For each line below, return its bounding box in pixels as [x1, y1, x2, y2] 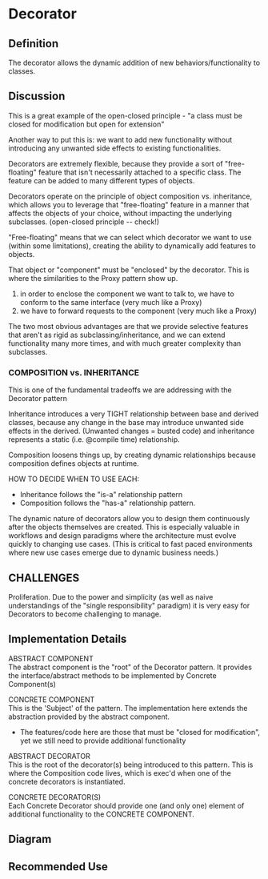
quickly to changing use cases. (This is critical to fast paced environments [8, 540, 254, 549]
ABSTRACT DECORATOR [8, 751, 90, 761]
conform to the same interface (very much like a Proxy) [19, 297, 202, 307]
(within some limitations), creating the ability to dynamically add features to [8, 241, 256, 251]
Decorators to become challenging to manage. [8, 609, 162, 619]
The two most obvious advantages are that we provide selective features [8, 321, 249, 331]
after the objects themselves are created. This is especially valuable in [8, 522, 240, 532]
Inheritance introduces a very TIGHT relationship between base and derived [8, 409, 259, 419]
